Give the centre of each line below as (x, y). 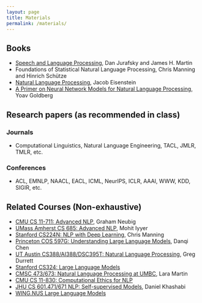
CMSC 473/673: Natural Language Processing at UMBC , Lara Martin (101, 274)
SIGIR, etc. (28, 188)
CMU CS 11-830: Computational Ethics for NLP (74, 280)
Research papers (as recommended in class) (93, 115)
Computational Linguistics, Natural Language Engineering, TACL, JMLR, (106, 145)
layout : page (23, 12)
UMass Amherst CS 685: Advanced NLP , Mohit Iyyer (81, 228)
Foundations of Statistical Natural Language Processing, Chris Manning (105, 69)
